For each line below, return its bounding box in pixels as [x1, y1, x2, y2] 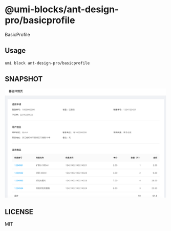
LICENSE [5, 207, 34, 216]
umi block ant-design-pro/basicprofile [5, 60, 90, 66]
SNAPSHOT [5, 75, 43, 83]
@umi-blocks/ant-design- [5, 4, 119, 15]
